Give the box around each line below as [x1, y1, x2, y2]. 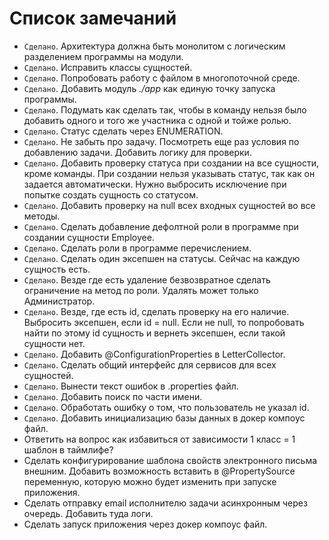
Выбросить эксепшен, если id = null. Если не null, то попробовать [23, 316, 305, 328]
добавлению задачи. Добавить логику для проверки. [23, 146, 252, 158]
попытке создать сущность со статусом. [23, 188, 199, 201]
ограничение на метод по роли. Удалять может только [23, 284, 259, 296]
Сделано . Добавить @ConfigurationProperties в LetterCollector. [23, 348, 286, 360]
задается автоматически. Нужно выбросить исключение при [23, 178, 287, 190]
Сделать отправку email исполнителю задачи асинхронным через [23, 497, 308, 509]
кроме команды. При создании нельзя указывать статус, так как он [23, 167, 316, 179]
